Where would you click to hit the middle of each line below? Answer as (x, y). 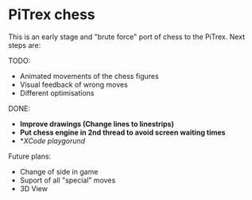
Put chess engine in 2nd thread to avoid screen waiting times (122, 132)
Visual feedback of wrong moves (74, 84)
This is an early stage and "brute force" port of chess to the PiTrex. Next (127, 37)
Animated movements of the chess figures (89, 76)
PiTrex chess (52, 15)
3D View (33, 188)
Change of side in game (59, 171)
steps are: (25, 45)
